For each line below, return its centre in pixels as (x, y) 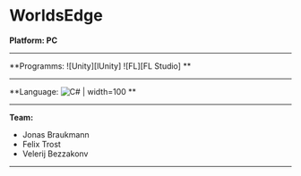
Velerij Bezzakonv (55, 154)
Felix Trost (41, 144)
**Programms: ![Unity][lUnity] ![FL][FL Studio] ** (100, 66)
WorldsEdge (56, 16)
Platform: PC (34, 40)
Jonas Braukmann (56, 134)
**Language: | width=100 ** (73, 91)
